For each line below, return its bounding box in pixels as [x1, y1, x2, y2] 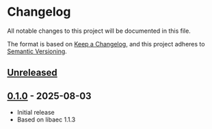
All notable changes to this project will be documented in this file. [7, 27, 191, 35]
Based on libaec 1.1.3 [16, 115, 76, 124]
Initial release [16, 109, 55, 117]
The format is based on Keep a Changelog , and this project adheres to [7, 40, 205, 48]
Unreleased [7, 67, 58, 78]
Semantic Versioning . [7, 47, 67, 55]
